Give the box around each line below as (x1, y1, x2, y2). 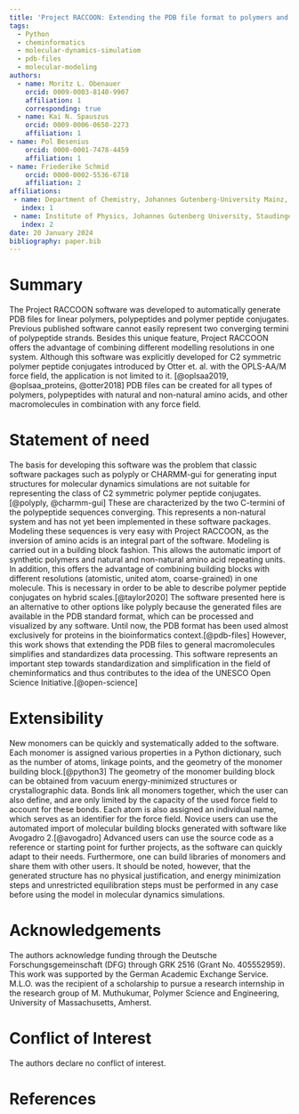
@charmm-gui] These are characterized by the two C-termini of (50, 498, 286, 508)
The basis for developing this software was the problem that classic (9, 459, 258, 470)
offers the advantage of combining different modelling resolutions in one (9, 342, 275, 353)
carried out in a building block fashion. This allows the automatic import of (9, 545, 282, 556)
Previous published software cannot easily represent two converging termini (9, 323, 289, 334)
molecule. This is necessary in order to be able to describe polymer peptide (9, 582, 287, 593)
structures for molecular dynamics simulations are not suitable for (9, 478, 251, 490)
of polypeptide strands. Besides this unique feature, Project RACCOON (9, 333, 269, 344)
